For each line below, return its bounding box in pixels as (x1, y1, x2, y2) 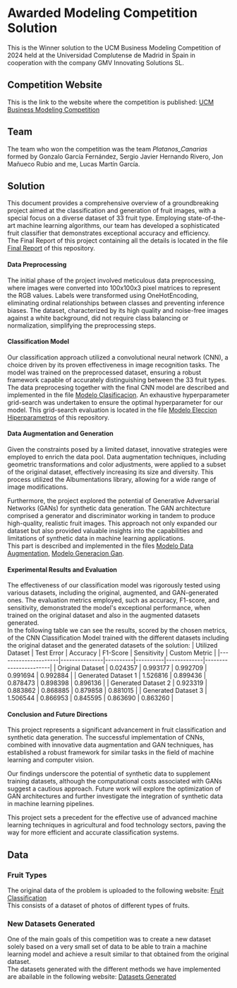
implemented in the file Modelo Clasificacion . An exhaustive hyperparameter (7, 391, 230, 399)
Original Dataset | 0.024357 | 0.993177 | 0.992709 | (57, 664, 207, 672)
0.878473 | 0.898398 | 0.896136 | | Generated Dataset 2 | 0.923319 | (7, 679, 208, 687)
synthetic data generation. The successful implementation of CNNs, (7, 733, 205, 742)
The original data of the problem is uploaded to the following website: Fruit (7, 886, 224, 895)
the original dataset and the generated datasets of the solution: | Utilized (7, 641, 218, 650)
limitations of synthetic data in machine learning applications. (7, 534, 186, 542)
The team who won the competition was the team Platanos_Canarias (7, 144, 208, 153)
